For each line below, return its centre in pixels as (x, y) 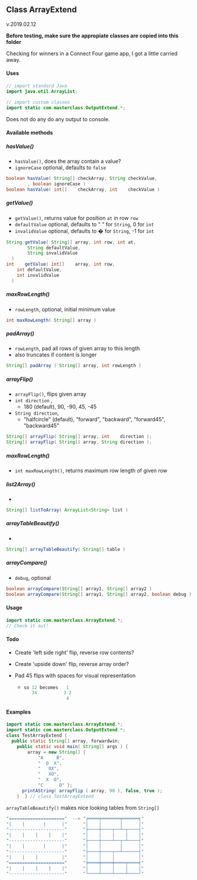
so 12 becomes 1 (46, 687)
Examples (19, 712)
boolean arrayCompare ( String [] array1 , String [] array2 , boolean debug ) (99, 594)
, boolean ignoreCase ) (56, 184)
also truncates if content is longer (56, 355)
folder (14, 42)
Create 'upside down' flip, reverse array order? (72, 664)
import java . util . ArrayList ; (42, 92)
